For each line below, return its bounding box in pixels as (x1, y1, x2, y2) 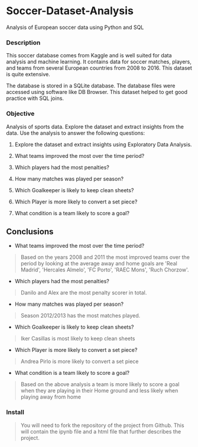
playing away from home (20, 393, 82, 400)
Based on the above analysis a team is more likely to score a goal (20, 381, 180, 388)
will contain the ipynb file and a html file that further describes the (20, 427, 181, 435)
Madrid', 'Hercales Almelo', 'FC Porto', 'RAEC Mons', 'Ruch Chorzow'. (20, 266, 189, 273)
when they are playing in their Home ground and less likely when (20, 387, 178, 394)
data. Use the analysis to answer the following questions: (6, 129, 145, 137)
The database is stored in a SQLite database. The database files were (6, 82, 176, 89)
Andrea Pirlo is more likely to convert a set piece (20, 358, 139, 365)
